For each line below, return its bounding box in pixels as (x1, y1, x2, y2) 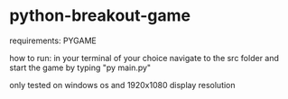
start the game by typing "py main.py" (9, 62, 152, 73)
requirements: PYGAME (9, 35, 97, 46)
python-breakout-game (9, 5, 191, 26)
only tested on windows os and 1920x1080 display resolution (9, 79, 237, 90)
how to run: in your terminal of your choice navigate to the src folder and (9, 52, 280, 63)
